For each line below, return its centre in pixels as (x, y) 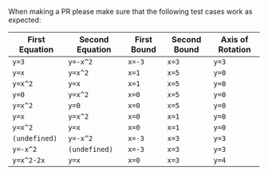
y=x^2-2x (29, 160)
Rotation (235, 49)
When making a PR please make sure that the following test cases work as (130, 12)
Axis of (235, 39)
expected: (25, 20)
